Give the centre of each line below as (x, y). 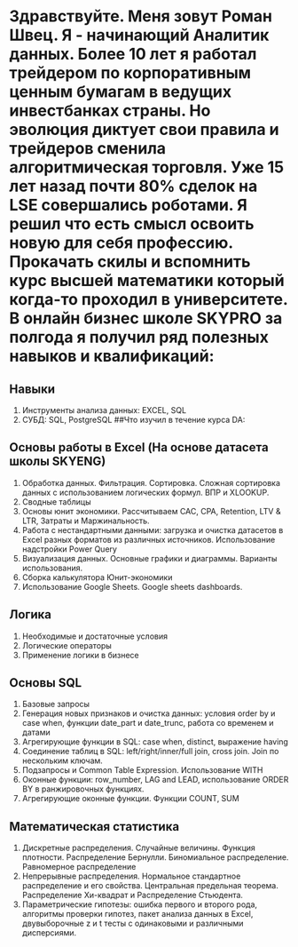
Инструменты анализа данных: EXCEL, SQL (104, 410)
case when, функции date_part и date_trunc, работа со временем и (148, 723)
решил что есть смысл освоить (132, 224)
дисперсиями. (49, 933)
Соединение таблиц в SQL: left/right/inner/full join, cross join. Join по (150, 752)
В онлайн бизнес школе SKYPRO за (146, 318)
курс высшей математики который (147, 281)
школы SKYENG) (58, 462)
